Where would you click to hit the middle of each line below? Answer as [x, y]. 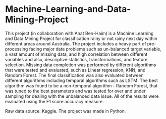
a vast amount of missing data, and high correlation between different [76, 54]
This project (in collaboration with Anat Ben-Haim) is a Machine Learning [79, 33]
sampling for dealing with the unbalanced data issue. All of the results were [82, 96]
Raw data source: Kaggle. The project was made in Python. [66, 111]
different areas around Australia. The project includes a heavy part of [76, 43]
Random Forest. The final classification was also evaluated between [74, 75]
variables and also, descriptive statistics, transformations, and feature [76, 59]
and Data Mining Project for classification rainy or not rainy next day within [81, 39]
